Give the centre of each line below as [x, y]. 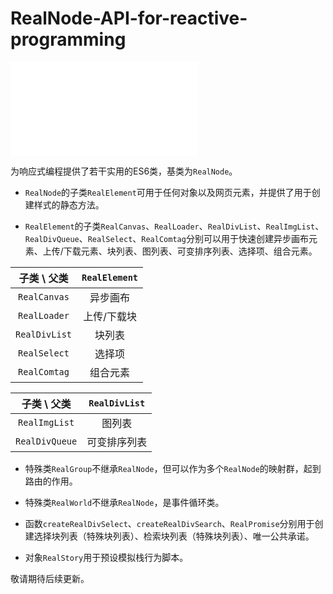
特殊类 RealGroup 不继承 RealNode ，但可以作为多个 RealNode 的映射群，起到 [173, 468]
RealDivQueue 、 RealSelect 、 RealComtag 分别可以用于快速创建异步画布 [166, 238]
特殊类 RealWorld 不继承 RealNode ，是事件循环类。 [124, 502]
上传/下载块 [110, 316]
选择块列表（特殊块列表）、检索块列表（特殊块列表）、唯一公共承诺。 [174, 536]
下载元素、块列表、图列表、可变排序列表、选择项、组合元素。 [190, 251]
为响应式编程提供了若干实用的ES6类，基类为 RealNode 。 [124, 171]
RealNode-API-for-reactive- [129, 18]
